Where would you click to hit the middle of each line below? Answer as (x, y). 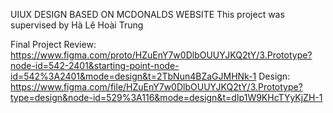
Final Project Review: (53, 44)
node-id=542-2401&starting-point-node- (95, 65)
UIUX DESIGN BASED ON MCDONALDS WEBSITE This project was (147, 14)
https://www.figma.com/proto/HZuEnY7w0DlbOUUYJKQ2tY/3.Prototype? (161, 55)
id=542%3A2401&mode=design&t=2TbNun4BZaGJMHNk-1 (133, 76)
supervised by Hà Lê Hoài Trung (77, 25)
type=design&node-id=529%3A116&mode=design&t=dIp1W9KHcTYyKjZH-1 (166, 97)
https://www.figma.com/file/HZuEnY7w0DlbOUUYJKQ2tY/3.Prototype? (156, 87)
